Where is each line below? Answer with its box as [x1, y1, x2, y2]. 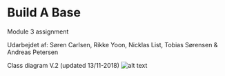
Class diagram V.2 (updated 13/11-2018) [7, 61, 119, 69]
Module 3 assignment [7, 27, 69, 36]
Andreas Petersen [7, 48, 59, 56]
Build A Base [7, 5, 81, 21]
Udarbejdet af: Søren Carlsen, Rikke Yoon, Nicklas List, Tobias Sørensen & [7, 40, 218, 49]
